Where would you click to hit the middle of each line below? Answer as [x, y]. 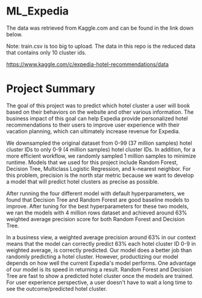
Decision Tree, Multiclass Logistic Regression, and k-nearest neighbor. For [99, 168]
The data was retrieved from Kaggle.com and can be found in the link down [100, 28]
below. [14, 34]
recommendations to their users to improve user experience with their [93, 125]
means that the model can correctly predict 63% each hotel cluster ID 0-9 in [101, 243]
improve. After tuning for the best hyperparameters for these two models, [97, 206]
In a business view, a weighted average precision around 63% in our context [101, 237]
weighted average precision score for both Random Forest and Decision [96, 219]
